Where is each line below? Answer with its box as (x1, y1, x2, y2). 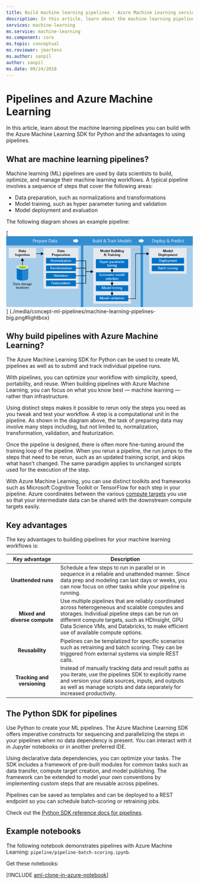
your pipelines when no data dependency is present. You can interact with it (6, 737, 192, 744)
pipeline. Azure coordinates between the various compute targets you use (6, 490, 187, 498)
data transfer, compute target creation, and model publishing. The (6, 767, 167, 774)
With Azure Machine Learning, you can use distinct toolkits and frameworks (6, 478, 191, 485)
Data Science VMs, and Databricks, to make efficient (60, 623, 188, 630)
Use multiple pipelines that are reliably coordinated (60, 597, 184, 605)
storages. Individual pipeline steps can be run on (60, 610, 179, 617)
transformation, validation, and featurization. (6, 430, 114, 437)
